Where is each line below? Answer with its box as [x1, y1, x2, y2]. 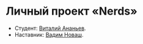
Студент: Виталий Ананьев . [14, 24, 86, 32]
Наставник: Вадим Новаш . [14, 31, 84, 38]
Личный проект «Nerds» [5, 4, 138, 18]
